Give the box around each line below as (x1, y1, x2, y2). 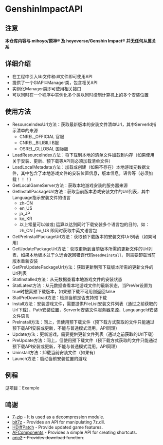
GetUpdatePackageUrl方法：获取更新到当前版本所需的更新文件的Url (12, 245, 148, 252)
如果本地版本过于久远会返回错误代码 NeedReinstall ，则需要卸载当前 (20, 252, 156, 258)
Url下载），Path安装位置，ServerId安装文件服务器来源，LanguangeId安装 (12, 306, 158, 313)
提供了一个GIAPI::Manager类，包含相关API (12, 80, 98, 85)
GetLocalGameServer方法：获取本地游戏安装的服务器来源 (12, 182, 128, 188)
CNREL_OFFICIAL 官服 (19, 133, 65, 140)
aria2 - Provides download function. (12, 435, 84, 441)
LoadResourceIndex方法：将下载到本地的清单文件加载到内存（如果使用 (12, 152, 155, 158)
